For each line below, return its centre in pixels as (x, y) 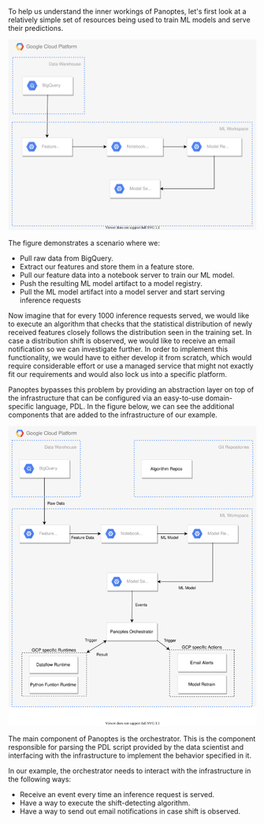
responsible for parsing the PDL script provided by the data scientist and (126, 747)
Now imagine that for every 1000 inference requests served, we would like (129, 316)
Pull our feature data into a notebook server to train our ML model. (127, 275)
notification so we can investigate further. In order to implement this (118, 349)
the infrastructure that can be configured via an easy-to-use (106, 398)
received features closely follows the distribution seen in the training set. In (130, 333)
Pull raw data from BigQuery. (67, 258)
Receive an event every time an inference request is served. (117, 795)
